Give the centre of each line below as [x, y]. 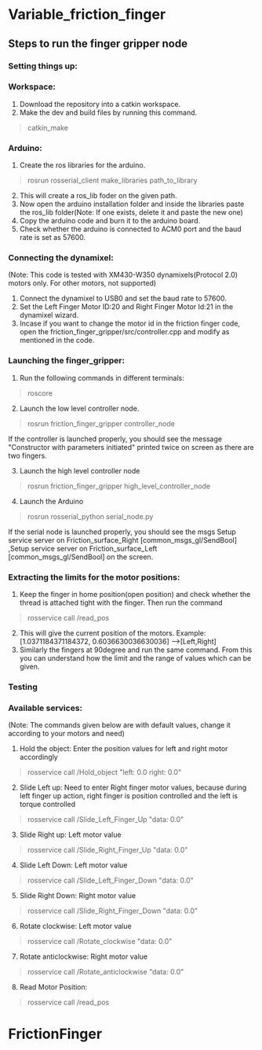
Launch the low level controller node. [79, 408]
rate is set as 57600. [53, 238]
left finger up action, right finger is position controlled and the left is [128, 796]
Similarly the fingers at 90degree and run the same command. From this [136, 650]
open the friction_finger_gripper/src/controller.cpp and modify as [124, 332]
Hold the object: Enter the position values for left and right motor [124, 749]
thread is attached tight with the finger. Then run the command [121, 602]
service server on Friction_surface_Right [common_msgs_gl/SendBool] [123, 540]
